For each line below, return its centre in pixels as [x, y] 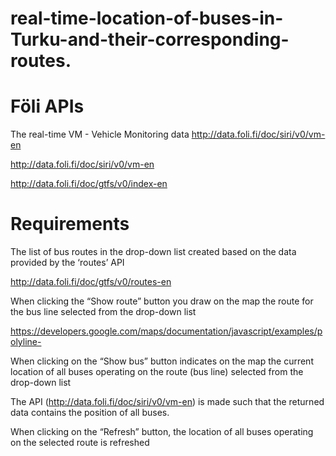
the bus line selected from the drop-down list [103, 312]
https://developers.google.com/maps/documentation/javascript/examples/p [166, 331]
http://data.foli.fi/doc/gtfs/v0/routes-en [91, 282]
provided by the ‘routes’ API [67, 263]
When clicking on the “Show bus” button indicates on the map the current [162, 361]
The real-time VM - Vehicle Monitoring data [100, 134]
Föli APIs [47, 106]
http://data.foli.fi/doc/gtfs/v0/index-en [89, 184]
